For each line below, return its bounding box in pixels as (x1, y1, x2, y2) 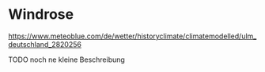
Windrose (8, 5, 74, 23)
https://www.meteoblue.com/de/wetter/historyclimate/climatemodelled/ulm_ (8, 31, 257, 41)
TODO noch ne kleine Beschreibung (8, 55, 125, 64)
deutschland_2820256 (8, 39, 81, 49)
